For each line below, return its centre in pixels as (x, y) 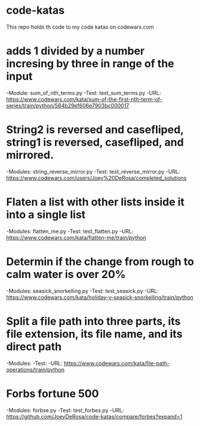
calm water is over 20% (66, 274)
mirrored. (30, 155)
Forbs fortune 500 (53, 393)
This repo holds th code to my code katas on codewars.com (80, 27)
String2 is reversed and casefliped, (95, 130)
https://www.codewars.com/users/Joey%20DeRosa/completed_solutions (96, 178)
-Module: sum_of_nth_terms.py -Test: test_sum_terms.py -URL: (84, 92)
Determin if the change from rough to (100, 262)
